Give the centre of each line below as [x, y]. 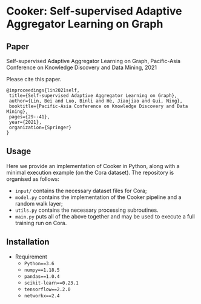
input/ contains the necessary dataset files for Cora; [81, 191]
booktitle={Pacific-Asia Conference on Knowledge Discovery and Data [98, 106]
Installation [28, 242]
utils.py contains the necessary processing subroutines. [87, 210]
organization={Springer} [40, 127]
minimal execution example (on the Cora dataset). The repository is [90, 172]
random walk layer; [39, 203]
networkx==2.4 [42, 296]
